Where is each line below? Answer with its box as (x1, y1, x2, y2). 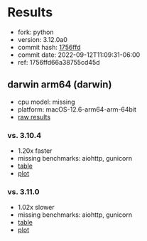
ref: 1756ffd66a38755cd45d (17, 58, 101, 66)
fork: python (17, 28, 55, 36)
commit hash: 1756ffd (17, 43, 81, 51)
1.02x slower (17, 203, 55, 212)
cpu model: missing (17, 97, 76, 106)
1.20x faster (17, 146, 53, 155)
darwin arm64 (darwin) (7, 79, 112, 91)
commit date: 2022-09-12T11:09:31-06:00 (17, 50, 141, 59)
